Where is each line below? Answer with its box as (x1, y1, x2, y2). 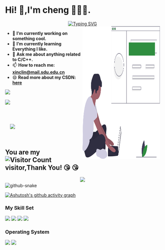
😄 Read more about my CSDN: (12, 74, 76, 80)
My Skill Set (5, 204, 34, 211)
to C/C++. (12, 56, 33, 62)
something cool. (12, 36, 47, 41)
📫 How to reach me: (12, 62, 55, 68)
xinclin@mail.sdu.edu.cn (12, 69, 65, 75)
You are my (5, 148, 40, 157)
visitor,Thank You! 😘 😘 (5, 164, 79, 172)
